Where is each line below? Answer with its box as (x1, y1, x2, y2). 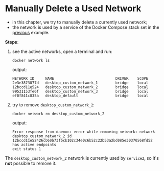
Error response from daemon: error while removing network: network (12, 129, 155, 134)
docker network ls (12, 58, 50, 63)
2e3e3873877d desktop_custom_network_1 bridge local (12, 80, 148, 85)
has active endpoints (12, 142, 56, 147)
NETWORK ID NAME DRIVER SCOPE (12, 76, 148, 81)
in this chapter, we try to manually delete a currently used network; (12, 19, 148, 25)
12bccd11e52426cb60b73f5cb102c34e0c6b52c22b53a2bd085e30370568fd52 (12, 138, 153, 143)
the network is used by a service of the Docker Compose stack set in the (12, 24, 160, 30)
